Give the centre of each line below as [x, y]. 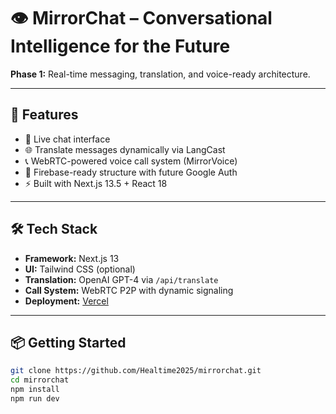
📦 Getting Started [68, 342]
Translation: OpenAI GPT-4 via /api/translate [121, 279]
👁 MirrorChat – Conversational [141, 18]
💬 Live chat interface [67, 139]
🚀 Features [44, 115]
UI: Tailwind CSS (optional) [80, 269]
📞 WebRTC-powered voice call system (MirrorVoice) [131, 161]
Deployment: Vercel [66, 301]
